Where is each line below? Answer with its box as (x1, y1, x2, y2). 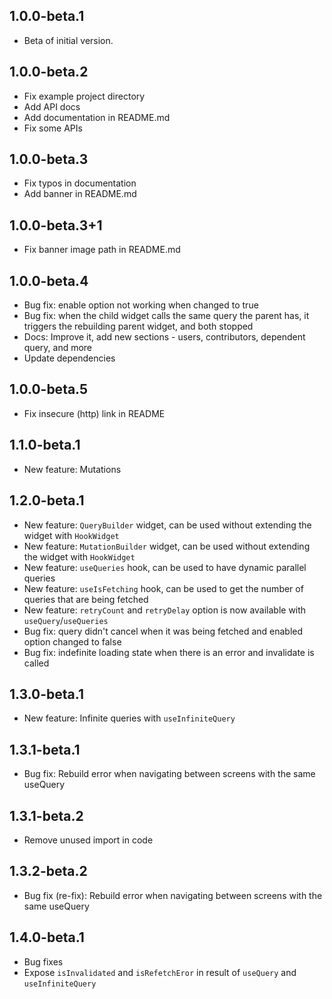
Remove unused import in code (23, 834, 154, 846)
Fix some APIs (23, 122, 83, 134)
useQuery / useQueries (23, 614, 109, 626)
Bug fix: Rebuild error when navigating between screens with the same (23, 768, 316, 780)
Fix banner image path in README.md (23, 244, 181, 256)
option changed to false (23, 635, 122, 648)
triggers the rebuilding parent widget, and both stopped (23, 320, 254, 333)
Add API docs (23, 100, 81, 113)
